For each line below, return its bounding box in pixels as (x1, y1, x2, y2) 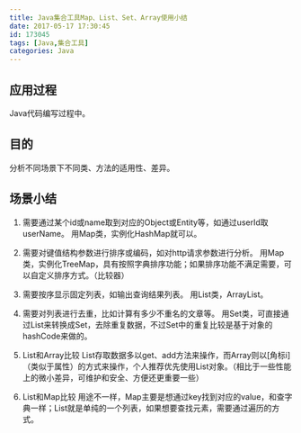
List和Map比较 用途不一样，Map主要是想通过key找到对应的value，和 (22, 391, 277, 401)
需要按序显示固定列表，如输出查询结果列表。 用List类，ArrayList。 (22, 289, 269, 300)
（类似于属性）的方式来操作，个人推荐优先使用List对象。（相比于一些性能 (22, 361, 292, 372)
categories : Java (9, 47, 75, 56)
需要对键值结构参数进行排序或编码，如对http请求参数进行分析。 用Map (22, 247, 285, 257)
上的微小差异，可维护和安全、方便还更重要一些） (22, 372, 204, 383)
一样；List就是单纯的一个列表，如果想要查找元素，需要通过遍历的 (30, 402, 272, 413)
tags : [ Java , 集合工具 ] (9, 38, 89, 48)
